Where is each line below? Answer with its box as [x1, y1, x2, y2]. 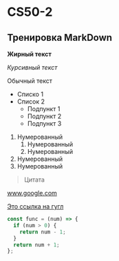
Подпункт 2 [27, 112, 62, 120]
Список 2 [17, 97, 45, 106]
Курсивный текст [7, 64, 58, 71]
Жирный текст [7, 50, 52, 58]
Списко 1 [17, 90, 43, 98]
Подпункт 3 [27, 119, 62, 128]
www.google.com [7, 189, 57, 197]
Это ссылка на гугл [7, 202, 64, 211]
